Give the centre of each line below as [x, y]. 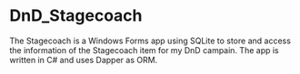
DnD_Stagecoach [76, 16]
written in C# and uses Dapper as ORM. [84, 60]
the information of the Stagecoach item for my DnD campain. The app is [144, 50]
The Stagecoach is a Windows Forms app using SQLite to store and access [150, 41]
